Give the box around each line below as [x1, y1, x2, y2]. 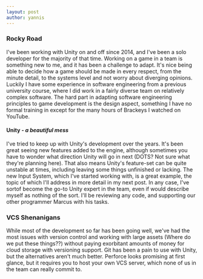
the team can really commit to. [6, 266, 82, 273]
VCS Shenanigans [6, 213, 61, 221]
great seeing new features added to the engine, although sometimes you [6, 147, 188, 153]
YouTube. [6, 113, 30, 120]
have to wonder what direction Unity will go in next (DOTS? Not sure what [6, 153, 190, 160]
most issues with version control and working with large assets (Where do [6, 234, 191, 241]
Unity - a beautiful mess [6, 127, 68, 134]
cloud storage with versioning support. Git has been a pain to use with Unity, [6, 246, 198, 254]
